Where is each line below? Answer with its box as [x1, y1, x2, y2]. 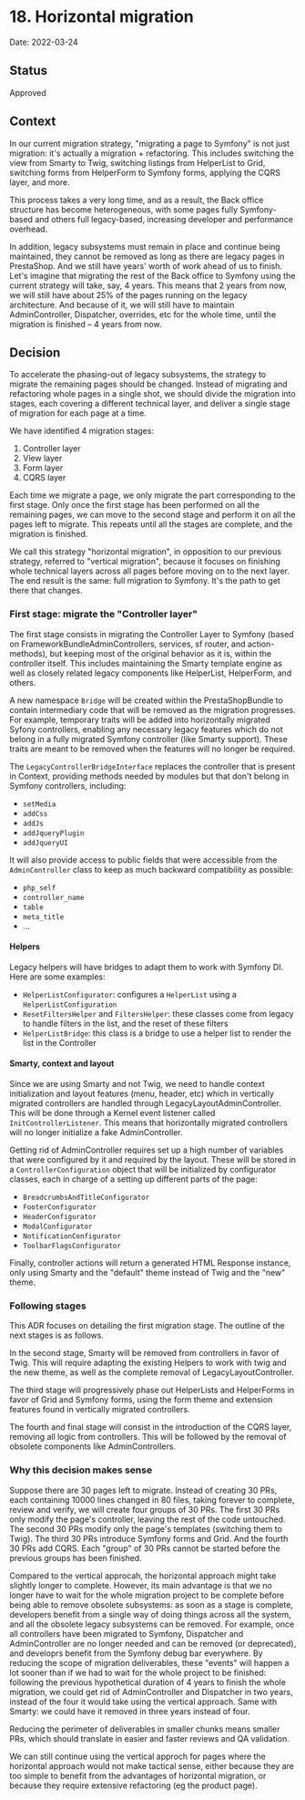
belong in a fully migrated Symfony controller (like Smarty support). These [9, 733, 289, 744]
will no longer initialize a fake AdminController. [9, 1127, 184, 1138]
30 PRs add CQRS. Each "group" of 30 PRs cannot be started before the [9, 1543, 280, 1554]
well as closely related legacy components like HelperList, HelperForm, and [9, 667, 292, 678]
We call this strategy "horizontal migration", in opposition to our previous [9, 546, 282, 557]
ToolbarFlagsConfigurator [22, 1242, 121, 1251]
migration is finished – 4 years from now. [9, 318, 162, 329]
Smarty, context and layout [9, 1058, 115, 1069]
